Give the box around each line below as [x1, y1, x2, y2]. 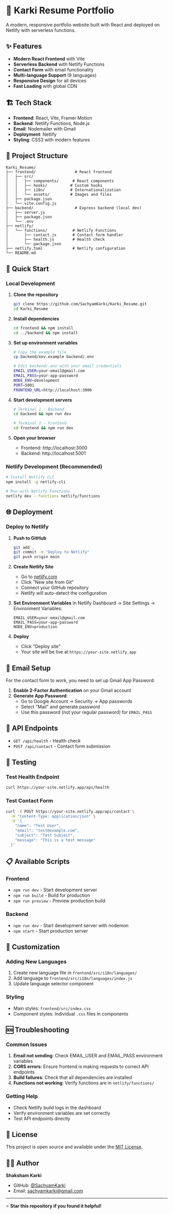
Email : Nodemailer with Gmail [13, 125, 76, 132]
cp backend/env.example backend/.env [13, 354, 94, 359]
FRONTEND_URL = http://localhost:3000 [13, 388, 92, 393]
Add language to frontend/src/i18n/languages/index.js [13, 975, 132, 981]
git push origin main [13, 555, 60, 560]
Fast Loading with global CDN [13, 83, 78, 89]
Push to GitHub [13, 535, 47, 541]
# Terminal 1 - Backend [13, 407, 65, 412]
